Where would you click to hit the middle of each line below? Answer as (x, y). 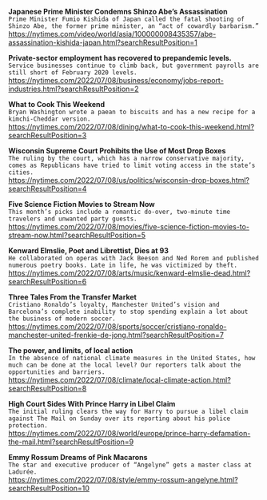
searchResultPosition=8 (48, 388)
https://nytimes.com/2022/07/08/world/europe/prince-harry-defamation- (130, 433)
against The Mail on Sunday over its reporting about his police (119, 419)
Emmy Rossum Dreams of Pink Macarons (78, 457)
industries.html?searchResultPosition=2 (74, 89)
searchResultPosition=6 (48, 282)
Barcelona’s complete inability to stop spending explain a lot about (128, 312)
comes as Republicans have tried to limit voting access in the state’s (132, 165)
